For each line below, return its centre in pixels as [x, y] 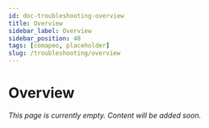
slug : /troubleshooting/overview [65, 53]
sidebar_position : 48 [45, 38]
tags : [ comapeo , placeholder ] [59, 46]
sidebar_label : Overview [50, 31]
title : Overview [36, 23]
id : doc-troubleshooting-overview [67, 16]
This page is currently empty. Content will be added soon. [105, 115]
